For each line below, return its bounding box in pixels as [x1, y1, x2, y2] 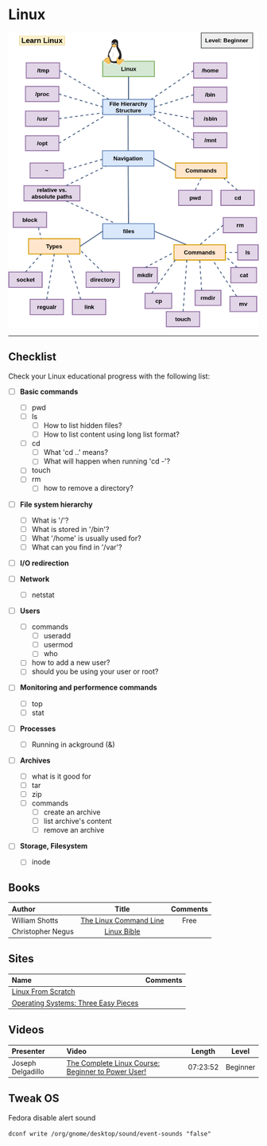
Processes [19, 724, 56, 733]
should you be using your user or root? [31, 666, 159, 677]
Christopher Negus [11, 927, 74, 936]
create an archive [43, 807, 101, 817]
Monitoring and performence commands [19, 682, 157, 693]
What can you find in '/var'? [31, 542, 122, 552]
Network [19, 574, 50, 584]
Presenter [11, 1047, 45, 1056]
